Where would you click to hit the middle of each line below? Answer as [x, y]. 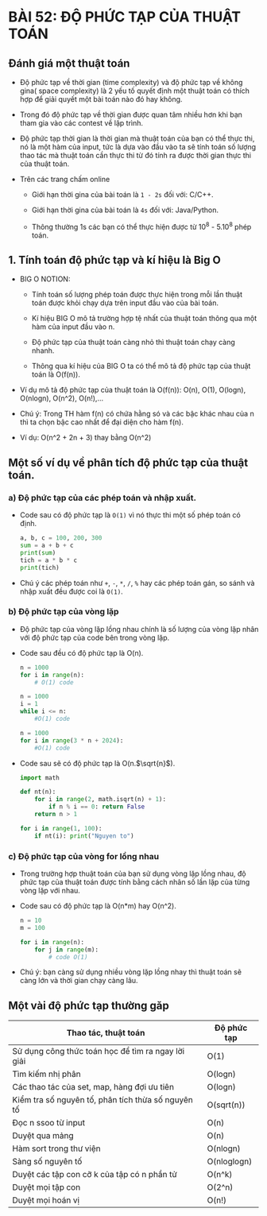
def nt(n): [38, 792]
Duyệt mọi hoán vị [46, 1200]
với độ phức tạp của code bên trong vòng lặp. [94, 637]
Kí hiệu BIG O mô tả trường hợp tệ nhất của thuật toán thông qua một [144, 319]
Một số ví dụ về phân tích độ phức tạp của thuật [128, 462]
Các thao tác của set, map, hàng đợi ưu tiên [93, 1087]
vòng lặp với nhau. [50, 891]
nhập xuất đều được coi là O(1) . [71, 591]
